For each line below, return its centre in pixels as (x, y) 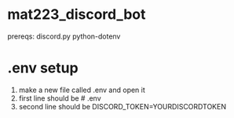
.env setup (43, 68)
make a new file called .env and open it (82, 90)
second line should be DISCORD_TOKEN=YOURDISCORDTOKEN (122, 106)
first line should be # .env (60, 98)
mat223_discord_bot (77, 15)
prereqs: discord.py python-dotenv (64, 36)
